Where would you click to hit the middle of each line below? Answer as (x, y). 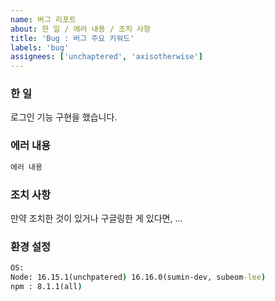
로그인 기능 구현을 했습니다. (64, 117)
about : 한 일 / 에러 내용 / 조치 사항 (80, 29)
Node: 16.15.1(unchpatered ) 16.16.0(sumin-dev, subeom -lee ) (138, 277)
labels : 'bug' (40, 47)
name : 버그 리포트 (43, 19)
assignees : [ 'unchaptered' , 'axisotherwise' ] (106, 57)
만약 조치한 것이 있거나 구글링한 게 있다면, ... (96, 218)
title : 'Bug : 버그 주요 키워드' (72, 38)
